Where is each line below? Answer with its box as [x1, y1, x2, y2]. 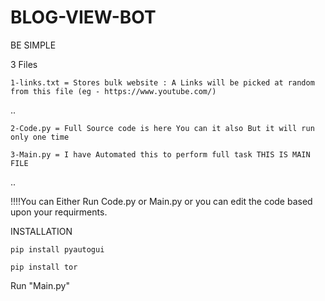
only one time [10, 132, 70, 142]
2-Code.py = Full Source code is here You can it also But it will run [10, 123, 315, 133]
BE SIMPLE [10, 39, 57, 51]
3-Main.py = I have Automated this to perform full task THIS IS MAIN [10, 149, 311, 160]
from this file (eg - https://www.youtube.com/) [10, 86, 217, 96]
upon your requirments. [10, 206, 108, 218]
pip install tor [10, 262, 78, 272]
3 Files [10, 58, 38, 70]
